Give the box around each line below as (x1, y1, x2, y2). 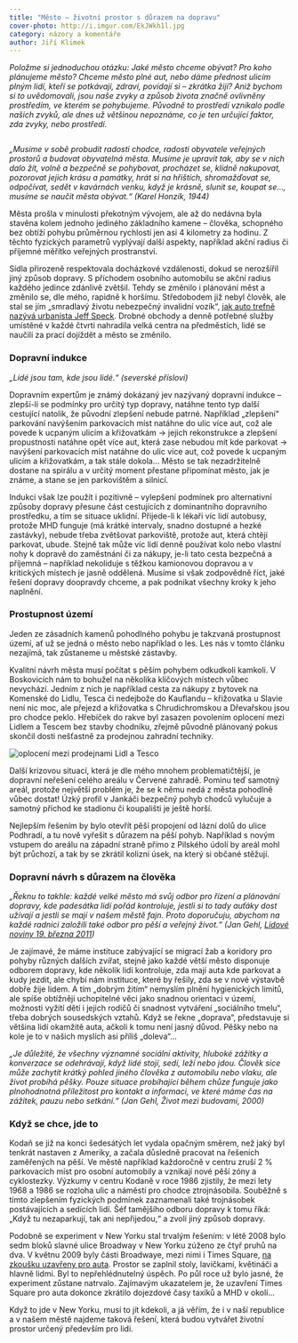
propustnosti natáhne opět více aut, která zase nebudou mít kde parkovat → (9, 437, 287, 447)
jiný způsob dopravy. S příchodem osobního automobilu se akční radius (9, 273, 271, 284)
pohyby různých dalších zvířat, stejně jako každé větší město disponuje (9, 955, 270, 966)
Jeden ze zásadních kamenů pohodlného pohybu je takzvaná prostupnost (9, 628, 281, 639)
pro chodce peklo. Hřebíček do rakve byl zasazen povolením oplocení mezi (9, 712, 285, 722)
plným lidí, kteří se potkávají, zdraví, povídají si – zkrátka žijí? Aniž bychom (9, 81, 283, 92)
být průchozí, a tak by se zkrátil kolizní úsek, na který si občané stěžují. (9, 848, 270, 859)
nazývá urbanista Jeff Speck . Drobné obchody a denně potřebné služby (9, 310, 274, 321)
